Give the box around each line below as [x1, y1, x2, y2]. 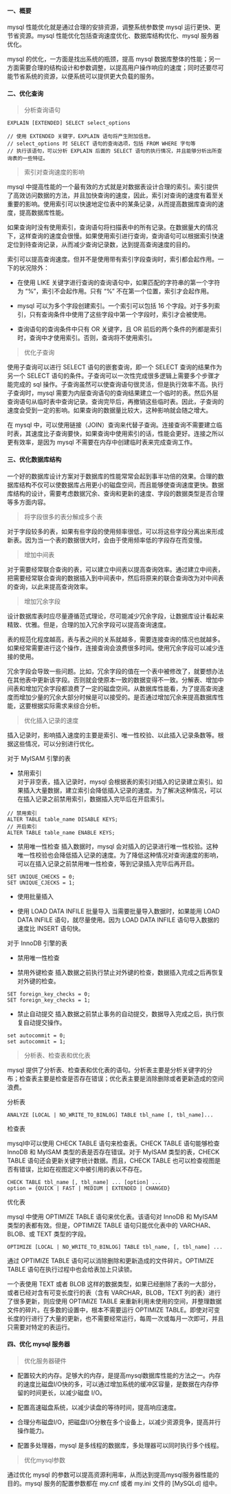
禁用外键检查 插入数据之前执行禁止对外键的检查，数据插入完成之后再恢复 [16, 968, 224, 976]
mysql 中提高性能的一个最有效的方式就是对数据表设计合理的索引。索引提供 [7, 183, 219, 191]
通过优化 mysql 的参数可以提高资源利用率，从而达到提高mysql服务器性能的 [7, 1471, 219, 1479]
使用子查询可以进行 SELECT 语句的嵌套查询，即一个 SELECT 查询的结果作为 [7, 363, 222, 371]
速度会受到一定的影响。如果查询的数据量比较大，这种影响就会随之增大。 [7, 406, 212, 414]
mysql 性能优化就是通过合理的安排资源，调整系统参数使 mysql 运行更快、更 [7, 23, 221, 31]
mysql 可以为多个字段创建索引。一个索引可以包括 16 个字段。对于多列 [16, 302, 214, 310]
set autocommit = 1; [7, 1038, 67, 1045]
